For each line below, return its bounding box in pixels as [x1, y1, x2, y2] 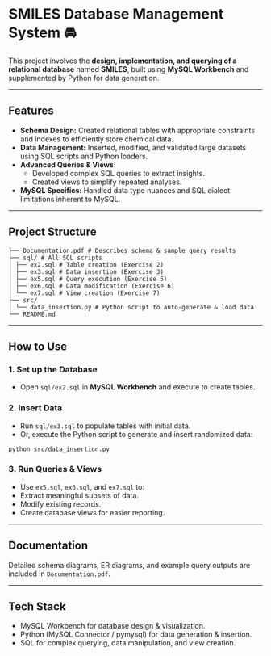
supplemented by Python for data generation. [8, 73, 160, 82]
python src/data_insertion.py [8, 445, 110, 453]
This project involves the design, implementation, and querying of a [8, 56, 237, 65]
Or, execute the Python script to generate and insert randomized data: [19, 429, 253, 439]
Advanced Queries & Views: [19, 159, 117, 170]
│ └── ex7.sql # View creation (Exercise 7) [8, 288, 161, 297]
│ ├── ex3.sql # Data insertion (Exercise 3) [8, 267, 164, 275]
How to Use [8, 339, 68, 353]
